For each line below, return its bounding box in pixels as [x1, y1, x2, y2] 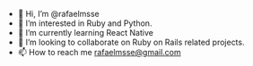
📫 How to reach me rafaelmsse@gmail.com [17, 47, 181, 57]
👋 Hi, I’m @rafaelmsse [17, 9, 100, 19]
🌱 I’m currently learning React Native [17, 28, 154, 37]
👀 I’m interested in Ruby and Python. [17, 18, 153, 29]
